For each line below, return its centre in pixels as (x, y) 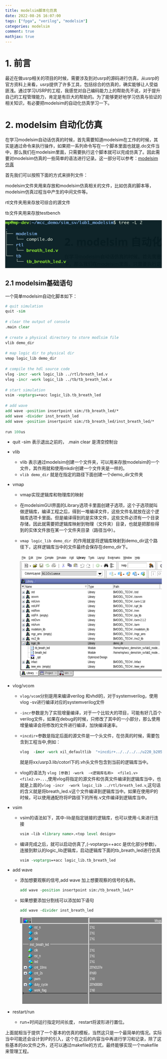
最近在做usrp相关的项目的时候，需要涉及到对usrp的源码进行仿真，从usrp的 (82, 78)
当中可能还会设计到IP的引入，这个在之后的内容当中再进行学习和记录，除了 (81, 1039)
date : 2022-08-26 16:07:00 (33, 16)
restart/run (23, 1012)
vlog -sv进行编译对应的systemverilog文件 (62, 702)
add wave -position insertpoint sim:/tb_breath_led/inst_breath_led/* (80, 421)
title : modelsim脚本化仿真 (31, 10)
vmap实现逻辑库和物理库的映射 (52, 495)
